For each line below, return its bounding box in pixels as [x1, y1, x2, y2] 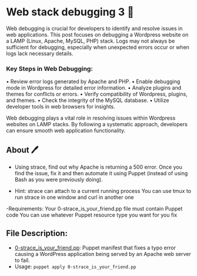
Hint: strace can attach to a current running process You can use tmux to [14, 188, 192, 195]
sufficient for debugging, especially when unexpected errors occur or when [6, 44, 190, 51]
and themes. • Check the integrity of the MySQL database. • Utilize [6, 97, 169, 104]
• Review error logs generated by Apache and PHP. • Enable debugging [6, 78, 181, 85]
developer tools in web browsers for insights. [6, 103, 116, 110]
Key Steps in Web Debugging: [6, 64, 93, 73]
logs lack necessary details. [6, 50, 74, 57]
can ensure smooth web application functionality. [6, 127, 126, 134]
